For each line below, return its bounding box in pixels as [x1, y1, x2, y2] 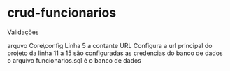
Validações [7, 28, 39, 36]
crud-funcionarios [7, 5, 117, 21]
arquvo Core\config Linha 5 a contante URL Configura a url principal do [7, 41, 213, 49]
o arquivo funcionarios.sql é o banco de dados [7, 56, 142, 64]
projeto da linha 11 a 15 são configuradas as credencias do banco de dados [7, 49, 223, 57]
